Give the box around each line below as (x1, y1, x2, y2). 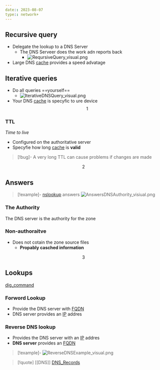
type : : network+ (5, 12, 39, 17)
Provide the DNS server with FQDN (12, 306, 84, 312)
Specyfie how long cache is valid (12, 144, 81, 150)
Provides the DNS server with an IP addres (12, 335, 100, 341)
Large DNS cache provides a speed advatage (12, 59, 106, 65)
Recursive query (5, 30, 58, 39)
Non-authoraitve (5, 228, 47, 235)
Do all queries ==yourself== (12, 87, 71, 93)
